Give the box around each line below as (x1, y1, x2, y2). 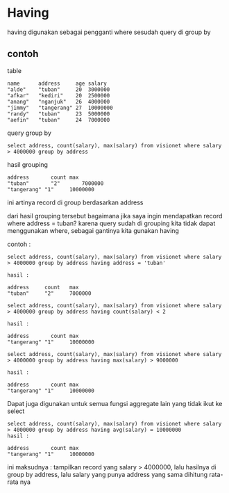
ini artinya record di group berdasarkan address (7, 198, 144, 207)
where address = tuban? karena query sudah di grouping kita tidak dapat (7, 219, 216, 227)
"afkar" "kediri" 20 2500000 (7, 92, 110, 99)
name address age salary (7, 80, 108, 87)
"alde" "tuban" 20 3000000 (7, 86, 110, 93)
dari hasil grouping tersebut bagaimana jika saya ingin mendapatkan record (7, 211, 223, 220)
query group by (7, 129, 52, 137)
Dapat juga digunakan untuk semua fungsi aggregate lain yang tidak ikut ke (7, 399, 223, 407)
